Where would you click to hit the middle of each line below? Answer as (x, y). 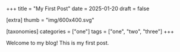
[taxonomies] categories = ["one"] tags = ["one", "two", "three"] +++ (90, 31)
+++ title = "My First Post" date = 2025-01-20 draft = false (78, 9)
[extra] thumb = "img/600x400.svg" (50, 20)
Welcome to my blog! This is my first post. (58, 43)
